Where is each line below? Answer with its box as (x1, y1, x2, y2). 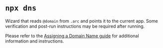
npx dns (5, 3, 37, 13)
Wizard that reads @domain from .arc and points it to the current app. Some (5, 18, 158, 24)
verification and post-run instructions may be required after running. (5, 23, 145, 29)
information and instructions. (5, 38, 64, 44)
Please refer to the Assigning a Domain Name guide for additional (5, 33, 139, 39)
